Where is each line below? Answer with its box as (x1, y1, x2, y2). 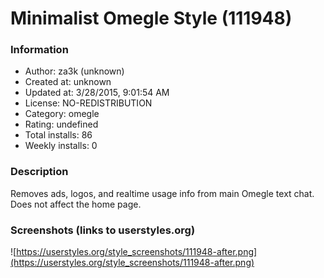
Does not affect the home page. (10, 198, 142, 210)
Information (10, 43, 69, 57)
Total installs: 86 (24, 129, 93, 141)
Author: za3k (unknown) (24, 65, 125, 77)
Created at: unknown (24, 76, 112, 88)
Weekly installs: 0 (24, 140, 98, 152)
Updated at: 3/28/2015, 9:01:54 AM (24, 87, 170, 99)
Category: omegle (24, 108, 100, 120)
